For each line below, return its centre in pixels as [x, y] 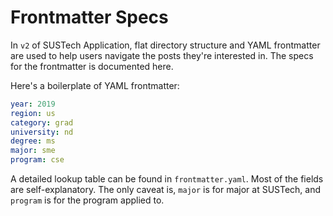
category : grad [42, 122]
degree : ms [33, 141]
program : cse [37, 160]
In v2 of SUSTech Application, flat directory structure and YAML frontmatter [165, 45]
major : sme [33, 151]
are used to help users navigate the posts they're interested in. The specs [162, 55]
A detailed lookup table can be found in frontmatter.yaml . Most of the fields [167, 179]
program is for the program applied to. [87, 200]
